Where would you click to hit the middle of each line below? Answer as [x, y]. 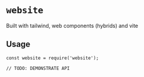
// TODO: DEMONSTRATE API [38, 68]
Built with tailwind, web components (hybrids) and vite [72, 25]
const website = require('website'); [53, 58]
